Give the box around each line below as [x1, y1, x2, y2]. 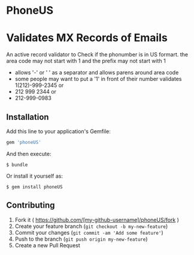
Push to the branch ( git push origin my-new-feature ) [14, 235, 148, 242]
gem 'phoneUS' [6, 139, 42, 145]
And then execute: [6, 150, 51, 157]
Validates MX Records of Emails [6, 31, 168, 45]
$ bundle [6, 161, 28, 168]
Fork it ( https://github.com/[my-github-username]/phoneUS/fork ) [14, 216, 180, 223]
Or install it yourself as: [6, 172, 63, 179]
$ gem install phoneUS [6, 184, 63, 190]
